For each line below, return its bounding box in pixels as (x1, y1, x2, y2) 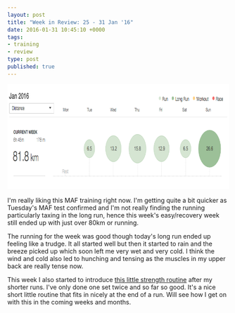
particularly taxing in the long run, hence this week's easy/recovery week (7, 211, 220, 219)
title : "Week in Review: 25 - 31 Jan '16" (7, 18, 134, 26)
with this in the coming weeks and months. (7, 298, 132, 306)
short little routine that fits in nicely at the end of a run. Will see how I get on (7, 290, 227, 298)
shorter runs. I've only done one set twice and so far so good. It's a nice (7, 283, 216, 291)
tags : (7, 34, 23, 41)
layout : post (7, 11, 46, 18)
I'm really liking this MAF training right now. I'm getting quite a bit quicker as (7, 196, 227, 204)
